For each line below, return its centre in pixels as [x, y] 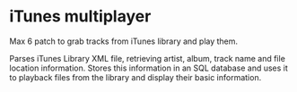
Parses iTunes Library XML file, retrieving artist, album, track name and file [147, 58]
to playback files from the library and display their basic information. [135, 77]
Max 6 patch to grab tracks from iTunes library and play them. [124, 41]
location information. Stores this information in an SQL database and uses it [149, 68]
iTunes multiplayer [80, 17]
